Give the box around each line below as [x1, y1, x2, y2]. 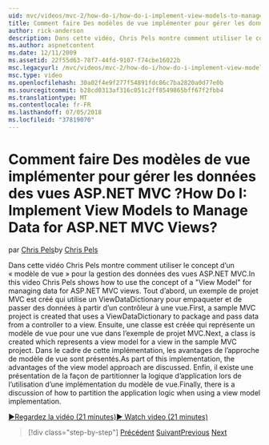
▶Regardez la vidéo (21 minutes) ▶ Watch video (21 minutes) [8, 411, 208, 421]
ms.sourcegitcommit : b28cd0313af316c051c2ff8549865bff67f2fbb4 [8, 86, 224, 94]
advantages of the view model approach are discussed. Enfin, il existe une [8, 362, 254, 372]
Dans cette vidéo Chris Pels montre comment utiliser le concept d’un [8, 260, 235, 270]
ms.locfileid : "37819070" [8, 116, 94, 124]
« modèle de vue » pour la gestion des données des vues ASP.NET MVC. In [8, 269, 255, 279]
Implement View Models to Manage [8, 202, 248, 220]
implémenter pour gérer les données [8, 167, 256, 186]
